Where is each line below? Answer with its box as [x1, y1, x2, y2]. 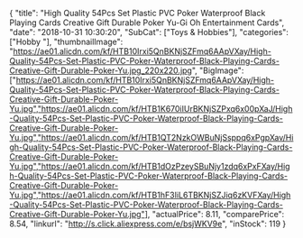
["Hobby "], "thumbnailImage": [9, 36, 124, 47]
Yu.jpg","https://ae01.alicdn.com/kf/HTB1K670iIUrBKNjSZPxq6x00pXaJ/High [9, 104, 293, 114]
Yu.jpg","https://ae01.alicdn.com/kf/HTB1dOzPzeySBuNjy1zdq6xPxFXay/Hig [9, 161, 290, 171]
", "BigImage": [191, 65, 244, 76]
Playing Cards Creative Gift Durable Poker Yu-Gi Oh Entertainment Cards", [9, 17, 285, 28]
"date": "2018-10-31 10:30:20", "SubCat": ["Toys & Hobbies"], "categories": [9, 27, 289, 37]
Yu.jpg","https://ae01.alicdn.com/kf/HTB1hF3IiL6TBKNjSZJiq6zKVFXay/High [9, 189, 291, 200]
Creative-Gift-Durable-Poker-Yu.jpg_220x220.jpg [9, 65, 192, 76]
